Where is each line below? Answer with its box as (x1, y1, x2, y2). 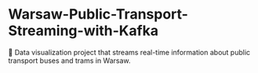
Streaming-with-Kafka (8, 22, 159, 40)
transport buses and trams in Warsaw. (8, 56, 131, 65)
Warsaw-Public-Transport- (8, 5, 188, 23)
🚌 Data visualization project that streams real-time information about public (8, 47, 251, 57)
